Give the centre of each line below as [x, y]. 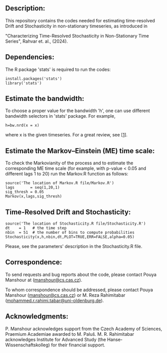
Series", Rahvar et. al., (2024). [37, 41]
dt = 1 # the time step [36, 228]
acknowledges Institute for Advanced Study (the [56, 339]
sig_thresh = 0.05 [25, 192]
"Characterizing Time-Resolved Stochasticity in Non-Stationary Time [77, 36]
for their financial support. [78, 345]
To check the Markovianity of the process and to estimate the [69, 163]
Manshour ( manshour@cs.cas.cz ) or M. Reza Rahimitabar [65, 295]
